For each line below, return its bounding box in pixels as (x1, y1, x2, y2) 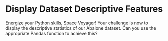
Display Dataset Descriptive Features (5, 3, 163, 15)
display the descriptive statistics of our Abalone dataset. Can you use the (5, 25, 156, 31)
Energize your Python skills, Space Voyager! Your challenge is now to (5, 20, 149, 26)
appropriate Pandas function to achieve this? (5, 30, 98, 36)
